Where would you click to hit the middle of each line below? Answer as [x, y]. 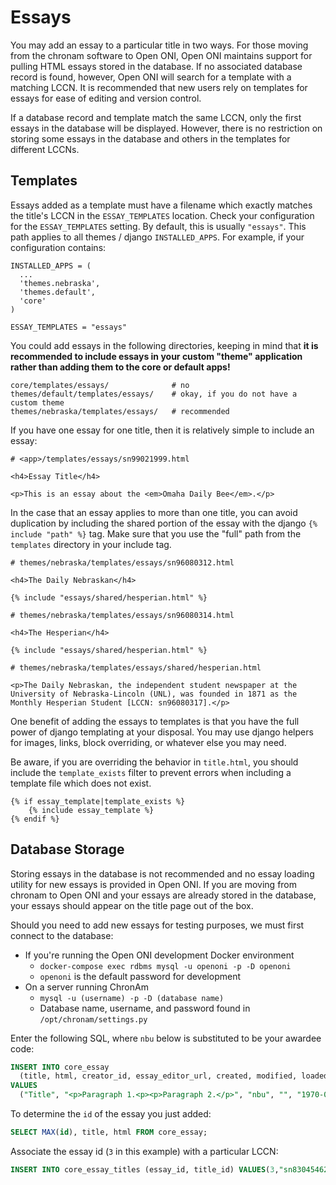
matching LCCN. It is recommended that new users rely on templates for [159, 87]
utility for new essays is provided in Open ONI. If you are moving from [154, 884]
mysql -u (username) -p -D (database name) [132, 998]
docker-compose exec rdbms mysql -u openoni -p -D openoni [165, 966]
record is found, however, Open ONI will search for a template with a [151, 77]
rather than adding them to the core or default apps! [120, 367]
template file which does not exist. [81, 783]
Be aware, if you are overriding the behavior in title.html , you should [154, 762]
